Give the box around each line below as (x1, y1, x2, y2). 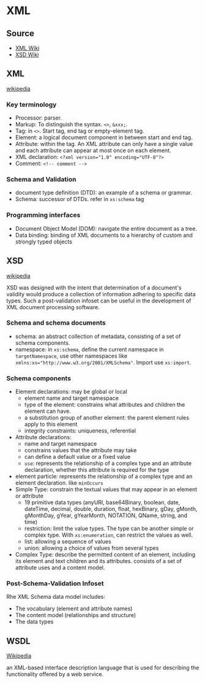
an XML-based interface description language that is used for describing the (6, 664, 199, 672)
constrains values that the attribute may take (24, 447, 137, 454)
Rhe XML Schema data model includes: (6, 593, 106, 601)
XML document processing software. (6, 303, 100, 310)
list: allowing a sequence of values (24, 538, 111, 545)
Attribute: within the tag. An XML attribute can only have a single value (15, 140, 193, 148)
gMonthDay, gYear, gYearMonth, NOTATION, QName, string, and (24, 512, 188, 519)
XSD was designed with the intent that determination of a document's (6, 283, 182, 291)
